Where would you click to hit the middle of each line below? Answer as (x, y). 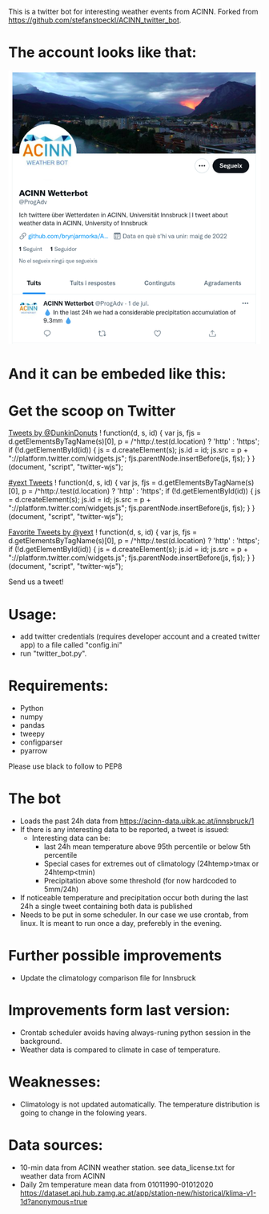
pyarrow (34, 751)
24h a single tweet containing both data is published (106, 907)
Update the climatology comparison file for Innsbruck (108, 978)
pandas (32, 725)
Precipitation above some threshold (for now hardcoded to (140, 881)
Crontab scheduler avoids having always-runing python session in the (135, 1033)
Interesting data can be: (71, 838)
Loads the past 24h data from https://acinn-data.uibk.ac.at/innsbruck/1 (137, 821)
